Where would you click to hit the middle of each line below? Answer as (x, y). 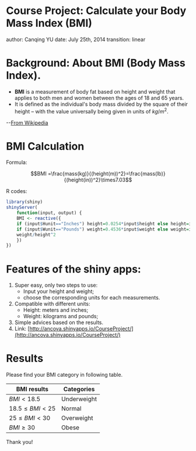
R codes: (17, 191)
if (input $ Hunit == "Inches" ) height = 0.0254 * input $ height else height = (103, 223)
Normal (71, 409)
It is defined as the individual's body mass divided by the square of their (101, 104)
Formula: (17, 163)
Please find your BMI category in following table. (64, 375)
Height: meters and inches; (56, 310)
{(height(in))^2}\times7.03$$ (98, 180)
